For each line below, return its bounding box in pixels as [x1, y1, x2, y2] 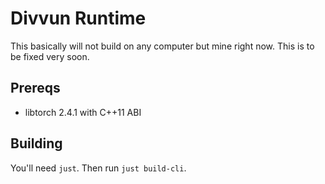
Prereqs [10, 80, 61, 97]
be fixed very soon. [10, 50, 90, 62]
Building [10, 135, 63, 152]
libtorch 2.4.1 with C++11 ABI [24, 106, 142, 118]
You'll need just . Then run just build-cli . [10, 162, 187, 174]
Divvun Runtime [10, 7, 147, 30]
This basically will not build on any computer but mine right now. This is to [10, 40, 315, 52]
